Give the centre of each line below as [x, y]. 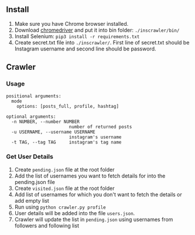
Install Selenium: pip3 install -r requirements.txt [77, 36]
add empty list [32, 200]
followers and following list [47, 226]
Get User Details [30, 156]
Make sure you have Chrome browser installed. [71, 23]
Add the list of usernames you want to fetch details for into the [90, 176]
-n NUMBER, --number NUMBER [46, 122]
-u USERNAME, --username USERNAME [53, 132]
